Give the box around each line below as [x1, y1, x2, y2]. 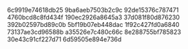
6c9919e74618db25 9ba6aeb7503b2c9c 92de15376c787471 [7, 6, 179, 14]
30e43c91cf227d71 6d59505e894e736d [7, 35, 122, 43]
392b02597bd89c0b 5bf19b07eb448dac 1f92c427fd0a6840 [7, 21, 180, 28]
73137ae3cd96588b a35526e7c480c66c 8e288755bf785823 [7, 28, 181, 36]
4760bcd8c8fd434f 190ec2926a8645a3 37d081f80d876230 [7, 13, 180, 21]
